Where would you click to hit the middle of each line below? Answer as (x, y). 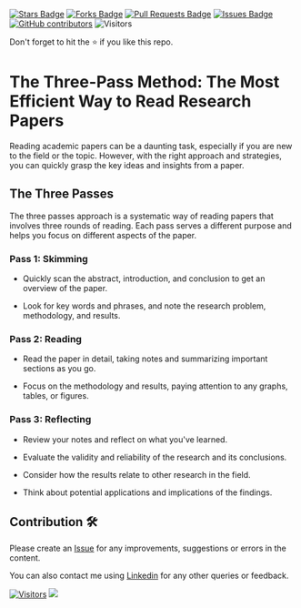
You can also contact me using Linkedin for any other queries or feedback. (149, 576)
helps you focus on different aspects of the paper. (103, 235)
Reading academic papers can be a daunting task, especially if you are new (151, 146)
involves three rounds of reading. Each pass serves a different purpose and (151, 225)
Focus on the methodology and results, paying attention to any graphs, (155, 386)
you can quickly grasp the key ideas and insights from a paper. (127, 165)
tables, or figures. (55, 396)
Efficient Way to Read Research (130, 101)
